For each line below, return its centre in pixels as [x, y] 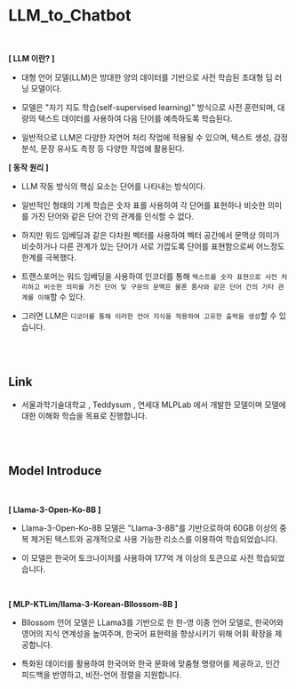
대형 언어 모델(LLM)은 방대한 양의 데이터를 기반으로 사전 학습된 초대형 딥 [147, 77]
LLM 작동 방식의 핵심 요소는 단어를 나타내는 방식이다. [113, 186]
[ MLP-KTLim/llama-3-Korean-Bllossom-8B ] [93, 604]
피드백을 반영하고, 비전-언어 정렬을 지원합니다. [101, 674]
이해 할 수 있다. [62, 296]
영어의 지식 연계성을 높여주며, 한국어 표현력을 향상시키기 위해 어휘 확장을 [147, 633]
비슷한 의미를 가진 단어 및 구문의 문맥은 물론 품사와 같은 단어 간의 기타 [159, 287]
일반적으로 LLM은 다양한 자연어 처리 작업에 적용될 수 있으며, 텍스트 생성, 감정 [154, 137]
